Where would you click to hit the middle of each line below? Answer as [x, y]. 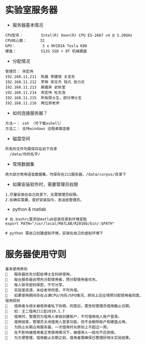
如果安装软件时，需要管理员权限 [45, 184]
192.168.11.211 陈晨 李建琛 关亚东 [40, 77]
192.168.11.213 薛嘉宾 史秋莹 [35, 87]
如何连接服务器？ [30, 113]
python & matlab [29, 209]
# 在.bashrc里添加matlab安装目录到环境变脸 [46, 219]
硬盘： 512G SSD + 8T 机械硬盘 [46, 51]
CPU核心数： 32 [25, 40]
